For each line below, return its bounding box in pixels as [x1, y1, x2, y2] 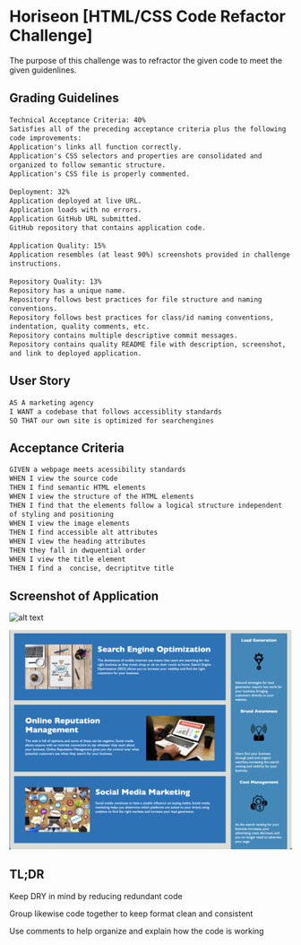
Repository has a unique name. [9, 285, 126, 295]
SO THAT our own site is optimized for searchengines [9, 416, 215, 425]
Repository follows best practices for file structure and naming [9, 294, 262, 304]
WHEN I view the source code [9, 474, 118, 484]
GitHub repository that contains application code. [9, 223, 206, 232]
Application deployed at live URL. [9, 196, 142, 206]
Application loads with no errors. [9, 205, 142, 214]
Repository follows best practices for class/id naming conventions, [9, 312, 275, 322]
